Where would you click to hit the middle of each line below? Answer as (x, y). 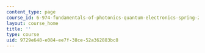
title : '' (19, 29)
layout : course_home (33, 23)
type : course (23, 35)
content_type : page (31, 12)
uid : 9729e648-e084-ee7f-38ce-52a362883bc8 (63, 40)
